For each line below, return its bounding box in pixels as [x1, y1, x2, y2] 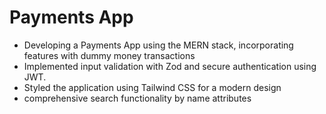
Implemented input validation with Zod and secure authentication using [23, 60, 317, 72]
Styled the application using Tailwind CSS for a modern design [23, 81, 282, 93]
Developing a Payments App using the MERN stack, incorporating [23, 39, 294, 51]
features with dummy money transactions [23, 49, 196, 61]
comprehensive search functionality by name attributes [23, 92, 252, 104]
